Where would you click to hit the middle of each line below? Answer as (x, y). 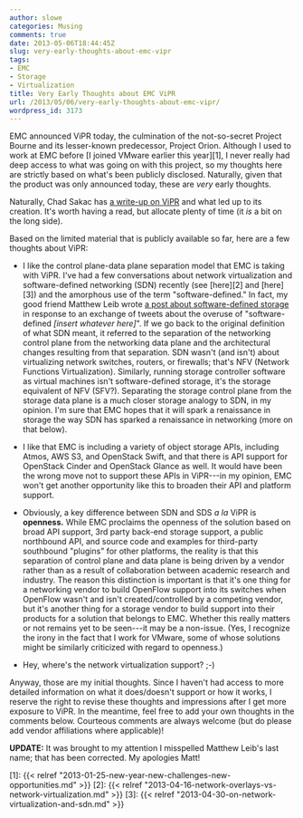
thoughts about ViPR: (49, 248)
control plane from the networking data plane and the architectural (147, 343)
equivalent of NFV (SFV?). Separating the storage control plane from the (157, 391)
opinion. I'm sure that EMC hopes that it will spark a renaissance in (147, 410)
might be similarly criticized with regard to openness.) (123, 648)
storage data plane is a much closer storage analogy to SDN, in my (147, 400)
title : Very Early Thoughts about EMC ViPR (93, 93)
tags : (19, 60)
